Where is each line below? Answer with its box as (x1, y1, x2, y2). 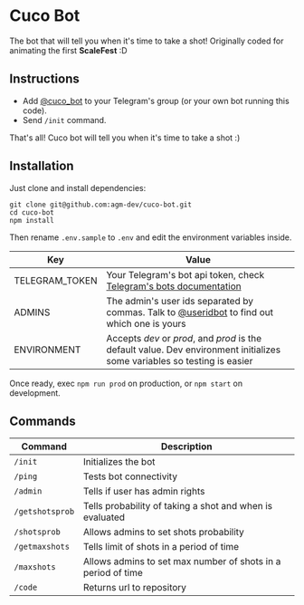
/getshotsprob (14, 506, 75, 517)
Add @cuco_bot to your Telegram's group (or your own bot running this (22, 95, 290, 106)
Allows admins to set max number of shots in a (82, 555, 281, 568)
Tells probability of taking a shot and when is (82, 500, 273, 513)
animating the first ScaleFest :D (9, 44, 128, 55)
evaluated (82, 511, 125, 523)
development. (9, 387, 61, 399)
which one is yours (106, 317, 187, 330)
